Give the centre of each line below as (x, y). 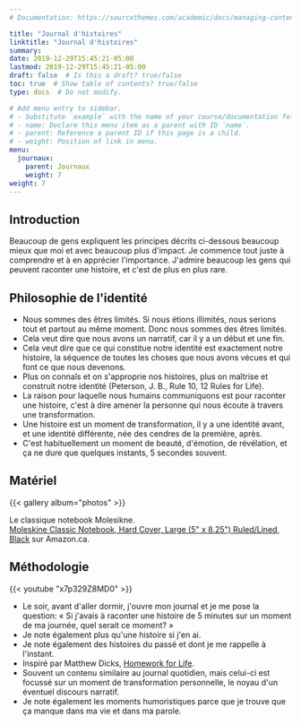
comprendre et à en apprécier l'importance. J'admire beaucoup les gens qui (150, 260)
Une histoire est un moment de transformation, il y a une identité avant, (153, 424)
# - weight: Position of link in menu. (84, 142)
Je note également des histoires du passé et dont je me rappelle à (144, 644)
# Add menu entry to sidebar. (66, 108)
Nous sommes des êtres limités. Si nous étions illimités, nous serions (149, 319)
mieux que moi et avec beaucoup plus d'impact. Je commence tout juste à (147, 251)
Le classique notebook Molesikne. (73, 520)
